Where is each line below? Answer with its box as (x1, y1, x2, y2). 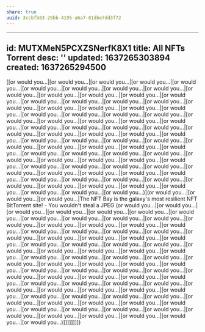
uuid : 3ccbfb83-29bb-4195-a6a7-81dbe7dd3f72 (6, 15, 121, 21)
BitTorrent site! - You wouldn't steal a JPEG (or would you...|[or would (6, 202, 181, 209)
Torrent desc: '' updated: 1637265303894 (6, 53, 171, 63)
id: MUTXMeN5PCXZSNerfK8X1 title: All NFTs (6, 43, 185, 53)
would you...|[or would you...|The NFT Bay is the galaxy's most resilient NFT (6, 195, 198, 202)
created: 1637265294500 (6, 62, 107, 72)
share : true (6, 9, 37, 15)
